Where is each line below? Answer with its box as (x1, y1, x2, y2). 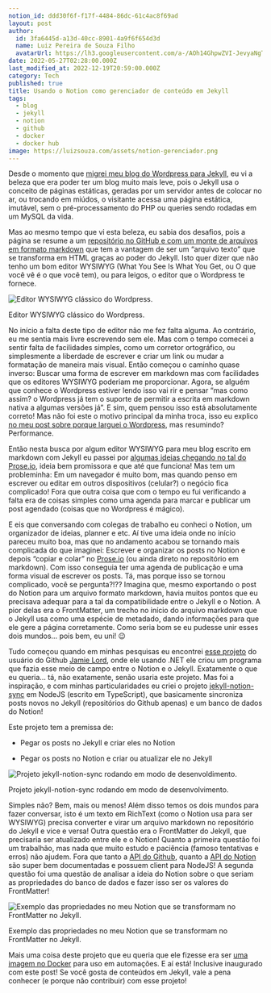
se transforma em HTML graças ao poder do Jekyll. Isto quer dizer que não (8, 253, 259, 263)
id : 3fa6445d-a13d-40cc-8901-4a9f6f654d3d (15, 34, 161, 43)
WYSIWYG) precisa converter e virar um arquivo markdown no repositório (8, 818, 254, 828)
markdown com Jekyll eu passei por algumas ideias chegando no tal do (8, 453, 247, 462)
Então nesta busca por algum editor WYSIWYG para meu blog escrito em (8, 444, 252, 454)
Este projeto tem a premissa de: (8, 723, 115, 732)
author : (8, 27, 35, 35)
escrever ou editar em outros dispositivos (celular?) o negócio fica (8, 478, 229, 488)
